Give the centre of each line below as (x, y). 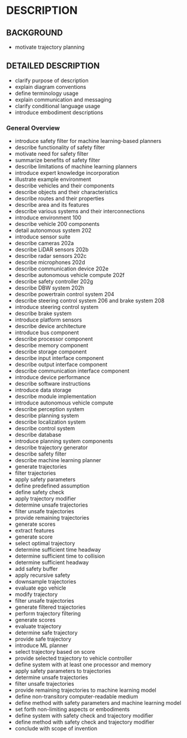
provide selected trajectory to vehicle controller (73, 658)
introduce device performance (52, 377)
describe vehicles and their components (65, 186)
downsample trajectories (46, 582)
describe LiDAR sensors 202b (52, 249)
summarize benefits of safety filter (58, 160)
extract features (35, 531)
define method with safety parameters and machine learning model (98, 703)
